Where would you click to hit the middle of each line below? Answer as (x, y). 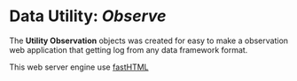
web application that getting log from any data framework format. (129, 49)
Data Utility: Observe (88, 16)
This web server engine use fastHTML (79, 67)
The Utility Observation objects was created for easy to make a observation (149, 40)
